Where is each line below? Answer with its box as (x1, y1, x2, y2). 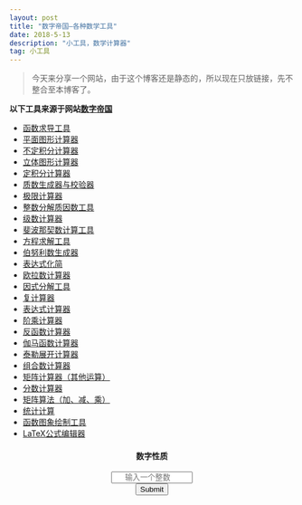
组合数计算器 (22, 360, 71, 371)
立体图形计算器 (22, 157, 79, 167)
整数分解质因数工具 (22, 202, 95, 213)
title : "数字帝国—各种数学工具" (9, 22, 118, 31)
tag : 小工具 (9, 47, 51, 56)
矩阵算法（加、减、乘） (22, 395, 110, 405)
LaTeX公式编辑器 (22, 428, 86, 439)
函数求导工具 (22, 123, 71, 134)
